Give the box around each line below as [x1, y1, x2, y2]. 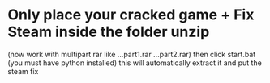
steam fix [7, 66, 39, 76]
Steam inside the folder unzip [7, 23, 210, 41]
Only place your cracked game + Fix [7, 6, 255, 24]
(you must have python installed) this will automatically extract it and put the [7, 58, 263, 68]
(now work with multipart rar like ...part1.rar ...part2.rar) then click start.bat [7, 49, 256, 59]
